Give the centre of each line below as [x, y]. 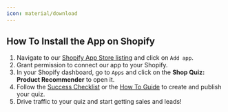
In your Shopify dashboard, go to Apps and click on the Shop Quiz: [111, 72]
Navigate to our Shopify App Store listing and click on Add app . [105, 58]
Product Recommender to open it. [65, 80]
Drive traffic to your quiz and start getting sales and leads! [99, 102]
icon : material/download [42, 13]
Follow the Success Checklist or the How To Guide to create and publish [119, 87]
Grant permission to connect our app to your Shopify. [92, 65]
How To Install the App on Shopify [81, 42]
